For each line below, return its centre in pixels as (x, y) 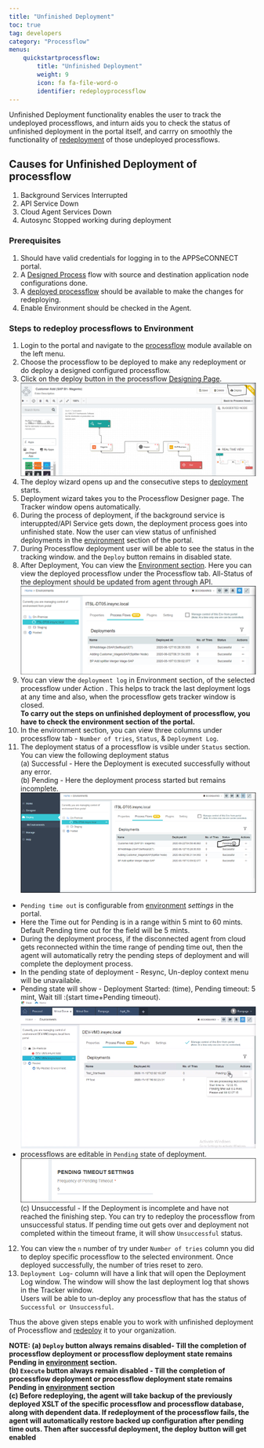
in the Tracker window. (57, 1290)
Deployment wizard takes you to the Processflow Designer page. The (132, 498)
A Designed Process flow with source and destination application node (134, 274)
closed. (32, 705)
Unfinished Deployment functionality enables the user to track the (115, 115)
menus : (20, 50)
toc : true (25, 25)
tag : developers (35, 33)
